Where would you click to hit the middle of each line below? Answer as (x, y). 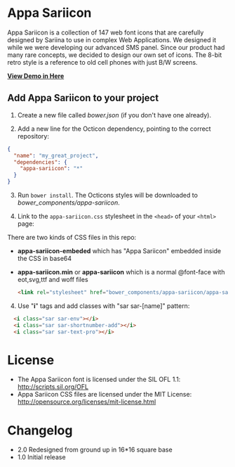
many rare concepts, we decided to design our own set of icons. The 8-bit (115, 55)
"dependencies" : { (41, 162)
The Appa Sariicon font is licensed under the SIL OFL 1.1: (99, 379)
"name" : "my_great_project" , (56, 155)
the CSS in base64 (45, 258)
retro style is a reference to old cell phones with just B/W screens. (102, 62)
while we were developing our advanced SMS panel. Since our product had (116, 47)
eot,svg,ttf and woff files (53, 280)
